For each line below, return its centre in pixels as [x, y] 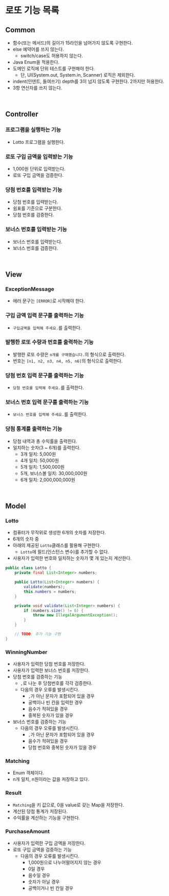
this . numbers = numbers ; [50, 592]
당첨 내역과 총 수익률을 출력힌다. [45, 441]
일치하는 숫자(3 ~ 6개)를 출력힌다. [47, 447]
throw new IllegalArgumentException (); [75, 615]
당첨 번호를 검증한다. [33, 215]
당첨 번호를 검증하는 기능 [37, 677]
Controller [22, 114]
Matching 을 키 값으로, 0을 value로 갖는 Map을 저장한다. [68, 804]
